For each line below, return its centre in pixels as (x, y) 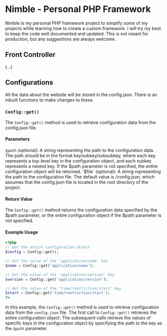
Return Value (19, 199)
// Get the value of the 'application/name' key (57, 261)
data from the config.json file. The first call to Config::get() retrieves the (81, 312)
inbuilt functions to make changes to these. (49, 100)
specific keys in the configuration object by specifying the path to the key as (84, 323)
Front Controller (30, 55)
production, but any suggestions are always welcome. (61, 39)
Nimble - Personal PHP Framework (78, 9)
